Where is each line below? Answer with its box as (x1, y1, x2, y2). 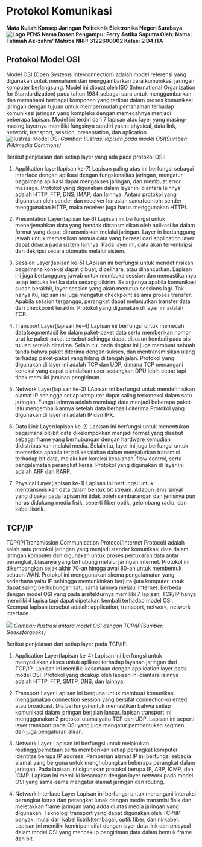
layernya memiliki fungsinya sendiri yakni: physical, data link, (25, 122, 177, 129)
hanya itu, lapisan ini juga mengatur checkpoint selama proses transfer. (14, 291, 192, 298)
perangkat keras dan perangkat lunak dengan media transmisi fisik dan (14, 796, 192, 803)
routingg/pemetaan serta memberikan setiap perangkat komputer (14, 746, 178, 753)
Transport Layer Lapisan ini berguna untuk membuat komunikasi (14, 689, 175, 696)
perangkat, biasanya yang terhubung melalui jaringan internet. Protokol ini (6, 558, 190, 565)
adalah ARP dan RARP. (14, 468, 71, 475)
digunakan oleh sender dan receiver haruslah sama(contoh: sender (14, 197, 182, 204)
